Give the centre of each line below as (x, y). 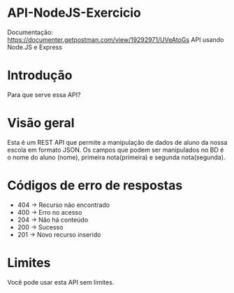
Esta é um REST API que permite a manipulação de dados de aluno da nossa (117, 142)
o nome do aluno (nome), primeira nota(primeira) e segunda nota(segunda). (116, 157)
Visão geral (41, 123)
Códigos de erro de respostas (95, 185)
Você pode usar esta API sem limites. (61, 282)
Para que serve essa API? (44, 94)
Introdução (40, 76)
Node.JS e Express (35, 47)
